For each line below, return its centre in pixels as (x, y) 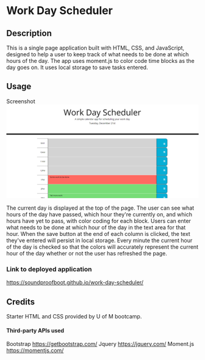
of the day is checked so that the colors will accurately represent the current (103, 247)
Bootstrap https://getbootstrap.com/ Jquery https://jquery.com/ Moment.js (100, 344)
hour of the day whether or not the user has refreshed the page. (87, 253)
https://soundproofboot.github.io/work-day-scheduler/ (75, 282)
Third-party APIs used (35, 330)
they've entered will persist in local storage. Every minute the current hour (99, 240)
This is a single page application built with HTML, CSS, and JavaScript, (95, 48)
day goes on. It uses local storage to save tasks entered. (77, 67)
